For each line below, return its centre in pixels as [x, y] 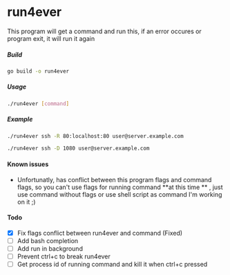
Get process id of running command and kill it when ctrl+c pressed [112, 264]
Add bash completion [48, 240]
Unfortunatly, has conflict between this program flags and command [114, 179]
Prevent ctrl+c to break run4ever [64, 256]
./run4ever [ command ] [38, 104]
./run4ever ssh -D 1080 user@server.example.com [78, 149]
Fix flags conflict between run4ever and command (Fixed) [100, 233]
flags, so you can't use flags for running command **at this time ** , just [120, 187]
